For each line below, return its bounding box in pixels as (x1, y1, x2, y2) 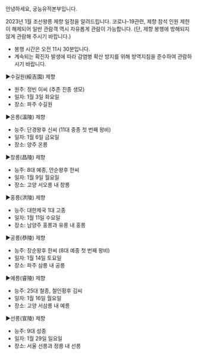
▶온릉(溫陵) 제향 (5, 113, 46, 121)
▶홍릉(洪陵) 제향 (5, 194, 46, 201)
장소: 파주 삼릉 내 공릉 (14, 262, 65, 268)
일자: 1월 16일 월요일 (14, 295, 62, 301)
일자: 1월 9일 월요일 (14, 174, 60, 181)
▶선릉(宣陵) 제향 (5, 315, 46, 322)
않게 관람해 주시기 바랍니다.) (5, 33, 71, 40)
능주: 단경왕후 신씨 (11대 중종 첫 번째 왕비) (14, 126, 111, 133)
